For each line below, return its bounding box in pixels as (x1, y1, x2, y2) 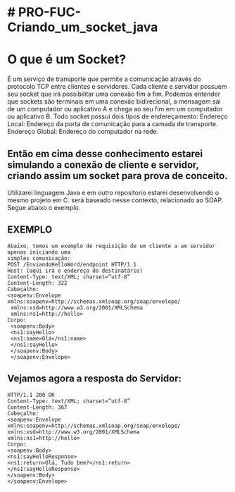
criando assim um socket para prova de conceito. (7, 170, 229, 182)
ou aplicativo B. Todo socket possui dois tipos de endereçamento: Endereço (7, 112, 228, 121)
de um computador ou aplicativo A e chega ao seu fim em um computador (7, 105, 223, 113)
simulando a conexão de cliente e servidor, (7, 159, 199, 171)
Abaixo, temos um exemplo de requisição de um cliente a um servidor (7, 242, 216, 250)
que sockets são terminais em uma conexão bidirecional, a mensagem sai (7, 97, 222, 106)
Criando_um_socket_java (7, 19, 158, 35)
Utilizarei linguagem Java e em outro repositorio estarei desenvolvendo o (7, 188, 220, 197)
